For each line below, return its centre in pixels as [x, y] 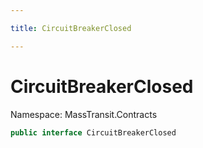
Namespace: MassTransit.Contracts [84, 114]
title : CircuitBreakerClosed [71, 28]
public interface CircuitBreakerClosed [93, 132]
